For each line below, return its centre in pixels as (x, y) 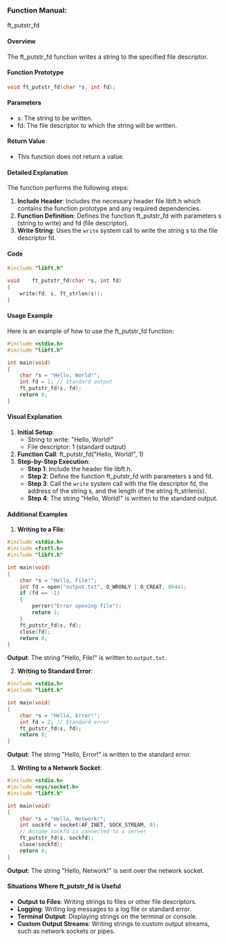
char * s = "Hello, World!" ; (60, 375)
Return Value (26, 141)
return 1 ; (46, 612)
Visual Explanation (35, 417)
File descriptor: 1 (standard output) (77, 447)
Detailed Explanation (38, 172)
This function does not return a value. (70, 156)
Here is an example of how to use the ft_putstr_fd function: (91, 331)
